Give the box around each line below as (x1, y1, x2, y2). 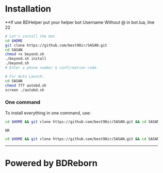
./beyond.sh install (5, 57, 47, 61)
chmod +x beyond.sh (5, 52, 45, 57)
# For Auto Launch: (5, 74, 45, 79)
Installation (5, 3, 51, 14)
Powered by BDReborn (5, 158, 98, 169)
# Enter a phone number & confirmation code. (5, 65, 98, 71)
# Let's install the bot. (5, 34, 57, 39)
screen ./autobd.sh (5, 87, 45, 92)
